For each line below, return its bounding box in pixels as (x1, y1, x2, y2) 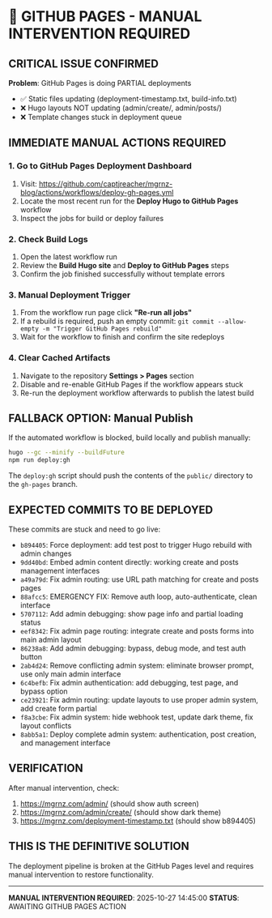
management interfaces (19, 566, 100, 575)
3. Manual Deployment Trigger (8, 289, 131, 301)
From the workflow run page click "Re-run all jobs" (19, 308, 193, 318)
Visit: (19, 178, 38, 189)
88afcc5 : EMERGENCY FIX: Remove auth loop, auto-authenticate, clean (19, 591, 257, 601)
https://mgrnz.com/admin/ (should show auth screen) (19, 798, 200, 809)
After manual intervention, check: (8, 783, 120, 792)
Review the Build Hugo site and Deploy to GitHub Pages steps (19, 260, 229, 270)
